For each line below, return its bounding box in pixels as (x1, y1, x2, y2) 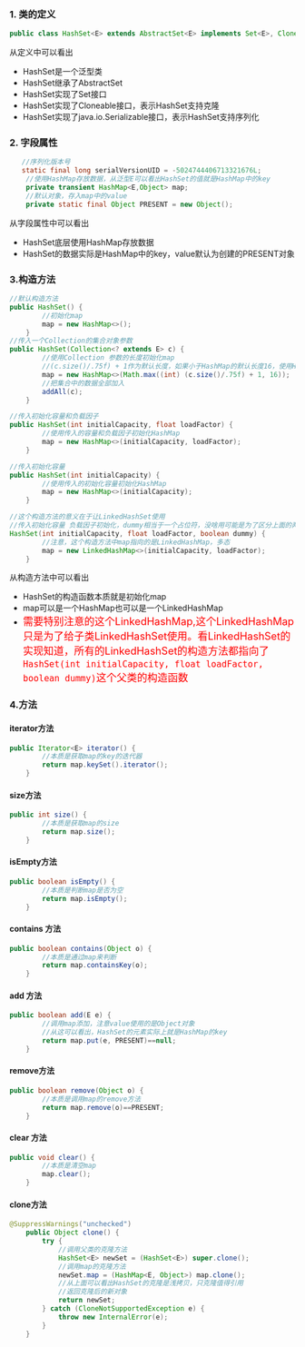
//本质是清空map (42, 1161, 97, 1171)
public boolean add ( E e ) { (9, 1011, 112, 1020)
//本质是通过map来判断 (42, 952, 117, 962)
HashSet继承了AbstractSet (22, 77, 123, 88)
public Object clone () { (25, 1228, 120, 1237)
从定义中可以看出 (9, 47, 74, 58)
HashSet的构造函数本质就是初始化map (22, 591, 167, 602)
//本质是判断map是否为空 (42, 886, 124, 895)
